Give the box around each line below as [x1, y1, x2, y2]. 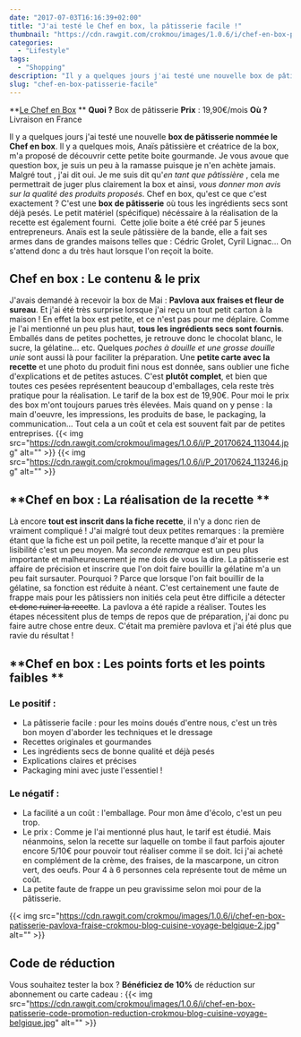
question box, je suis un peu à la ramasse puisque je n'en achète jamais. [9, 159, 276, 170]
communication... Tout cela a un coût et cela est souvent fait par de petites [9, 418, 286, 430]
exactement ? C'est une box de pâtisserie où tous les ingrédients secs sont [9, 198, 288, 209]
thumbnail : [9, 30, 50, 39]
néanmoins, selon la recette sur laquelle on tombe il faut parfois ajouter [21, 836, 285, 847]
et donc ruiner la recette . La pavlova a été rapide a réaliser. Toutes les [9, 602, 267, 613]
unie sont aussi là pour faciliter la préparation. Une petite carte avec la [9, 352, 271, 363]
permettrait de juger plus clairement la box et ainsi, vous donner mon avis [9, 178, 281, 189]
